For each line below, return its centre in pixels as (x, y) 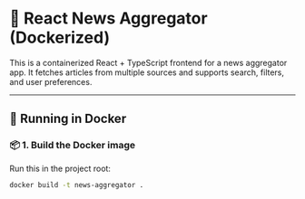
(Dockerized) (60, 38)
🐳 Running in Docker (68, 119)
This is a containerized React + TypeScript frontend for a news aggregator (148, 62)
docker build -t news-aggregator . (77, 185)
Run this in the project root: (60, 168)
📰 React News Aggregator (108, 19)
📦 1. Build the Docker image (73, 146)
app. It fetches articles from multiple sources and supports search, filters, (147, 72)
